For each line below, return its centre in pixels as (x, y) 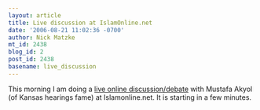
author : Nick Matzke (42, 37)
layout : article (35, 15)
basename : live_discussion (52, 67)
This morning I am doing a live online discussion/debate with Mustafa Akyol (130, 89)
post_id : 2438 (31, 60)
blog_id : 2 (26, 52)
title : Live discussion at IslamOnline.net (81, 23)
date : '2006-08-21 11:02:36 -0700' (66, 30)
